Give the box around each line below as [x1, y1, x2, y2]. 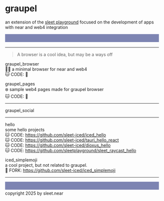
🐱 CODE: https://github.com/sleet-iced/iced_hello [5, 132, 106, 138]
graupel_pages [5, 81, 35, 87]
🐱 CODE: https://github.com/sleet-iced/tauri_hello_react [5, 137, 119, 143]
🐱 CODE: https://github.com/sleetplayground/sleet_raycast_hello [5, 148, 137, 154]
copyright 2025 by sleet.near [5, 190, 63, 196]
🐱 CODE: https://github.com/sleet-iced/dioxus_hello [5, 142, 111, 148]
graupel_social [5, 108, 34, 113]
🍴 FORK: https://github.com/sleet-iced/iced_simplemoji [5, 167, 116, 174]
